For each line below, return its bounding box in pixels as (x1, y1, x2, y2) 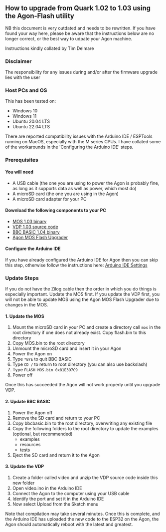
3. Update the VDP (5, 464, 44, 470)
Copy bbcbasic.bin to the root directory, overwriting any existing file (12, 420, 153, 426)
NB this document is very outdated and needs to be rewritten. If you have (5, 25, 156, 31)
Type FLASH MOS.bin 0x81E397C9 (12, 367, 78, 373)
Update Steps (5, 274, 39, 281)
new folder (12, 480, 35, 486)
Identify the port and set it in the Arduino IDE (12, 496, 104, 502)
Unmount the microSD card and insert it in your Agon (12, 345, 122, 351)
